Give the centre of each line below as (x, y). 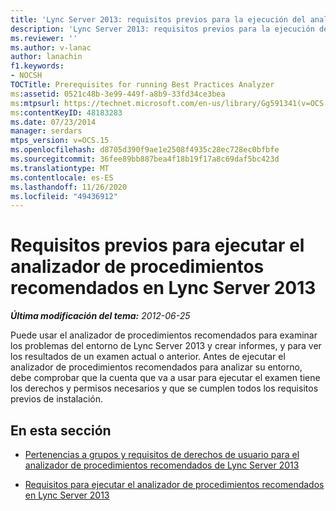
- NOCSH (26, 76)
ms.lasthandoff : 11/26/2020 (69, 187)
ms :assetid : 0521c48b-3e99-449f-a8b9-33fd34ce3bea (118, 94)
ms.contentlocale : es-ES (62, 177)
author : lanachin (46, 57)
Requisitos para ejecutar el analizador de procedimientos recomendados (174, 484)
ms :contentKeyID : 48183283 (66, 112)
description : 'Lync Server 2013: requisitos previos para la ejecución (162, 29)
